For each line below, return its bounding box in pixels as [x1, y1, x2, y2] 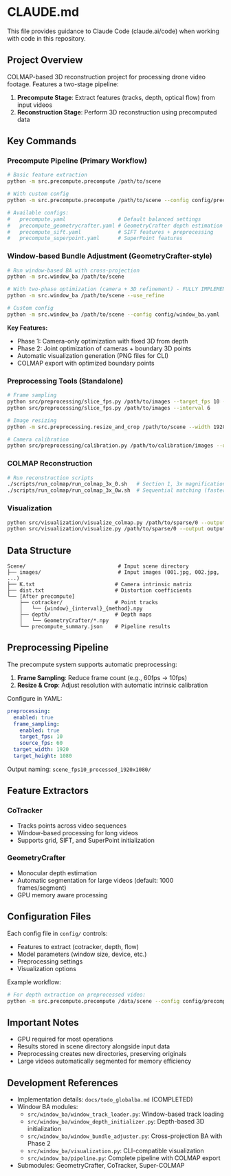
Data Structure [7, 544, 72, 556]
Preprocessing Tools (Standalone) [7, 376, 124, 386]
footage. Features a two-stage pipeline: [7, 80, 119, 88]
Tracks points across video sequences [16, 821, 127, 830]
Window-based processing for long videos [16, 828, 139, 837]
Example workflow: [7, 977, 62, 986]
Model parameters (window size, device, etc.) [16, 950, 147, 958]
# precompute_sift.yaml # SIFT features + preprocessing [7, 228, 214, 235]
